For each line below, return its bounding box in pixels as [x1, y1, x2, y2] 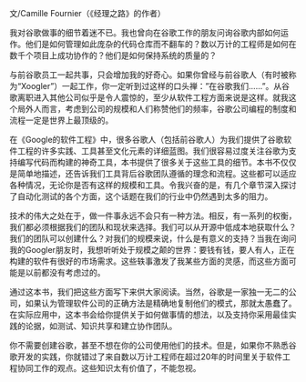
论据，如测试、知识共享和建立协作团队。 [25, 321, 178, 331]
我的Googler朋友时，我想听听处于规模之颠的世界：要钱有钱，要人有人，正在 [9, 245, 295, 255]
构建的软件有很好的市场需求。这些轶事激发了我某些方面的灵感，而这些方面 [9, 256, 289, 266]
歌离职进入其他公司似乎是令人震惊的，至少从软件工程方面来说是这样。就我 [9, 92, 289, 103]
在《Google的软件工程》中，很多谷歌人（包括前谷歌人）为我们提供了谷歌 [9, 135, 284, 145]
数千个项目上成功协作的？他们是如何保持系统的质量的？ [9, 50, 217, 61]
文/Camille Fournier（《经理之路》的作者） [9, 8, 166, 18]
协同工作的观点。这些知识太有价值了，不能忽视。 [16, 363, 201, 373]
